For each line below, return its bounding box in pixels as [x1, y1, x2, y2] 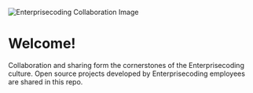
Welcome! [8, 35, 76, 52]
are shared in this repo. [8, 77, 83, 86]
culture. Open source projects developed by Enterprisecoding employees [8, 69, 246, 78]
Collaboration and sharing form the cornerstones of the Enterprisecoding [8, 60, 245, 70]
